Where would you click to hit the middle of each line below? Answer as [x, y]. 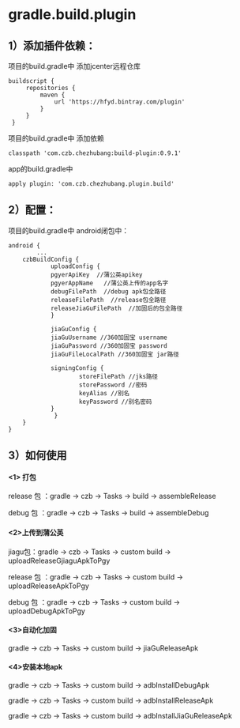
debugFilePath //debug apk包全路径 [108, 291]
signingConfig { [77, 368]
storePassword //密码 [113, 385]
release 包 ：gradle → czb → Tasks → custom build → [96, 577]
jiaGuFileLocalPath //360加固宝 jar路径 [114, 354]
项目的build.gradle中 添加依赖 [56, 138]
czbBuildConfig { [51, 259]
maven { [52, 95]
